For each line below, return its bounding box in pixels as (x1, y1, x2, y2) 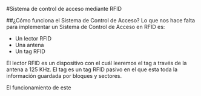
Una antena (15, 42, 44, 48)
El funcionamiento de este (6, 84, 71, 91)
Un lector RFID (15, 35, 52, 42)
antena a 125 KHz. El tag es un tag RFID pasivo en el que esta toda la (6, 66, 178, 73)
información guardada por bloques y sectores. (6, 72, 122, 79)
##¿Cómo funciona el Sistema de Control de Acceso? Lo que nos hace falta (6, 17, 196, 24)
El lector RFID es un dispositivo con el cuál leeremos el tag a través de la (6, 60, 187, 66)
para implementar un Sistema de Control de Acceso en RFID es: (6, 24, 165, 30)
